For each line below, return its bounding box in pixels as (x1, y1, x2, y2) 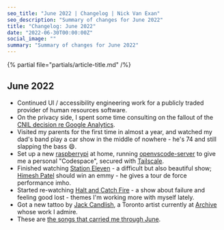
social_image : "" (7, 36, 57, 42)
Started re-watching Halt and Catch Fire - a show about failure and (16, 186, 206, 194)
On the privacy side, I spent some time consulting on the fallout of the (16, 113, 214, 121)
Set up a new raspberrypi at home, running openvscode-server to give (16, 149, 216, 157)
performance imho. (16, 179, 72, 187)
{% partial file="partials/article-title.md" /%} (7, 61, 132, 68)
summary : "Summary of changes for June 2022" (7, 42, 139, 49)
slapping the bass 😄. (16, 142, 77, 151)
